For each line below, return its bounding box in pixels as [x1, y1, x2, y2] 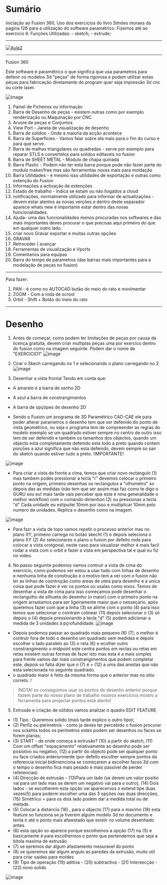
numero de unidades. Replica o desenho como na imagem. [12, 507, 133, 513]
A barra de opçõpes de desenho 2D [12, 404, 86, 410]
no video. [12, 552, 32, 558]
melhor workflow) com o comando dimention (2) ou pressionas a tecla [12, 496, 157, 502]
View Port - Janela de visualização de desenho [12, 125, 110, 131]
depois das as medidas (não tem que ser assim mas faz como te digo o [12, 486, 159, 492]
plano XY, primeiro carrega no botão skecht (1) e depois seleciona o [12, 531, 152, 537]
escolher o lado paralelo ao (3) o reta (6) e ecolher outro [12, 640, 128, 646]
